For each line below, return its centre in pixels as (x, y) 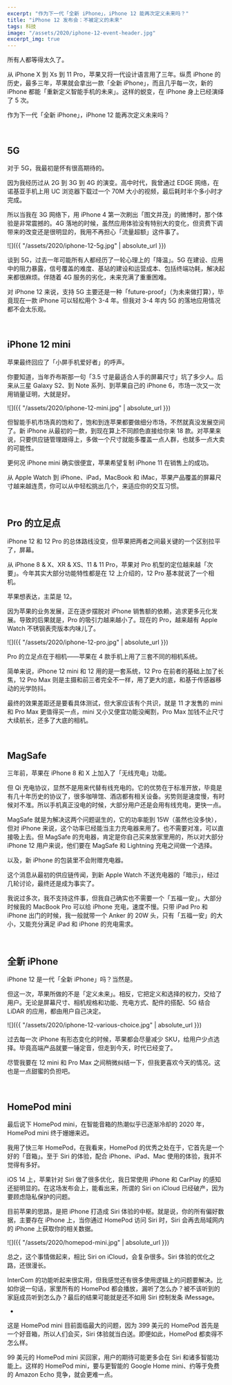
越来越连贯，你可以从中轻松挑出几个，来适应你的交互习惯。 (98, 486)
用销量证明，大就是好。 (40, 394)
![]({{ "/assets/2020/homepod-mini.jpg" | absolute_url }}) (88, 1242)
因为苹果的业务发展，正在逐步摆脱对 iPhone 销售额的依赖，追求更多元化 (109, 611)
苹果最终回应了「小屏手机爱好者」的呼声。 (68, 362)
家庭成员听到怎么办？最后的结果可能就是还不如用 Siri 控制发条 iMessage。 (113, 1297)
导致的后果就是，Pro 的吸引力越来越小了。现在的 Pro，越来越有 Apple (118, 619)
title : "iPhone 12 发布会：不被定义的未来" (65, 20)
